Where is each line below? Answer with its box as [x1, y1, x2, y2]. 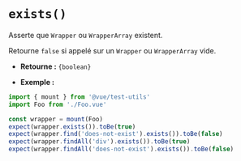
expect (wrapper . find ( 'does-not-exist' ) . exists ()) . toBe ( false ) [8, 130, 223, 138]
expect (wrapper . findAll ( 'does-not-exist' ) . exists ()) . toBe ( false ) [8, 145, 234, 154]
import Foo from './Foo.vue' [8, 100, 107, 108]
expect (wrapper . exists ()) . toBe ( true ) [8, 122, 136, 131]
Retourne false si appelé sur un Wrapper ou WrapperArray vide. [8, 45, 217, 55]
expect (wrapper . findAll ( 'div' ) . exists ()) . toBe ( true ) [8, 138, 191, 146]
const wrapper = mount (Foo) [8, 115, 104, 123]
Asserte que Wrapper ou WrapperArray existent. [8, 30, 163, 40]
